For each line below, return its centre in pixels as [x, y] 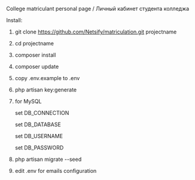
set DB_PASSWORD [39, 148]
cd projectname [34, 43]
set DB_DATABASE [38, 124]
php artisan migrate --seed [48, 159]
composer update [37, 66]
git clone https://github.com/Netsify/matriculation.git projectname [96, 32]
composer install [35, 55]
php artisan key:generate [46, 90]
